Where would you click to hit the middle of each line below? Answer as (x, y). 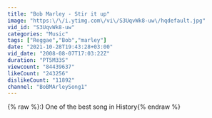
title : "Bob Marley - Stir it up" (59, 14)
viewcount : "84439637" (41, 67)
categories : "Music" (38, 34)
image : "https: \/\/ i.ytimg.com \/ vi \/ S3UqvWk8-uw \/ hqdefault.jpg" (106, 21)
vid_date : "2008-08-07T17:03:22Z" (59, 54)
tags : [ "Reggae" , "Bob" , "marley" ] (57, 41)
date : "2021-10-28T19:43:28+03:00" (60, 47)
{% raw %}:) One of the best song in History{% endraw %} (94, 107)
